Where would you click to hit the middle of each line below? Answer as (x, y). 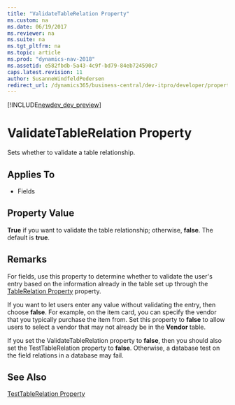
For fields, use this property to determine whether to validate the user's (110, 276)
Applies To (31, 174)
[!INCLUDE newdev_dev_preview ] (54, 105)
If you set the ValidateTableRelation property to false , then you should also (115, 340)
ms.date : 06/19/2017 (37, 27)
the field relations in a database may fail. (65, 355)
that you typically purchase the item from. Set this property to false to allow (116, 319)
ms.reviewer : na (31, 33)
